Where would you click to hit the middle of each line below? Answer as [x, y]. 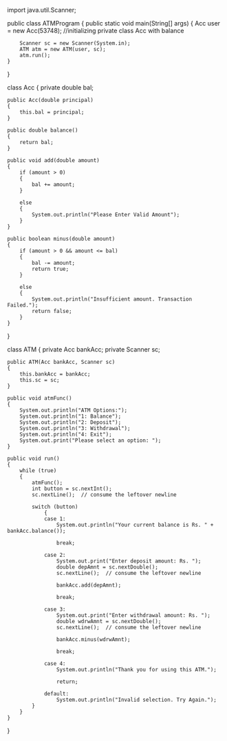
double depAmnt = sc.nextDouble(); [107, 567]
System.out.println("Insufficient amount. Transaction [112, 299]
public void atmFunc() [40, 398]
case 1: [55, 519]
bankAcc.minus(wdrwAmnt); [93, 640]
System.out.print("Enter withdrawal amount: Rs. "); [133, 616]
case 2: [55, 555]
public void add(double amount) [53, 161]
